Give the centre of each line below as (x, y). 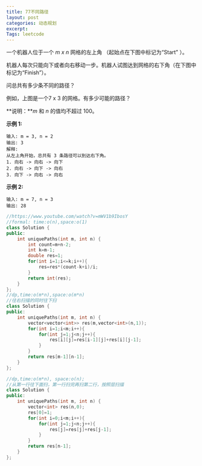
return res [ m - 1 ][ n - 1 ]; (56, 357)
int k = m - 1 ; (42, 250)
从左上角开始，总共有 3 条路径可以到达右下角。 (58, 156)
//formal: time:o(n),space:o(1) (47, 222)
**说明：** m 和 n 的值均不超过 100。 (52, 111)
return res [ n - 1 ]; (49, 446)
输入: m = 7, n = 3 (30, 200)
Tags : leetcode (25, 34)
